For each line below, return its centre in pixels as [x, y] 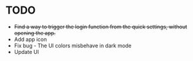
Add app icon [30, 39]
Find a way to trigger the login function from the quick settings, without [100, 27]
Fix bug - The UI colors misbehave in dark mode [73, 46]
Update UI [26, 52]
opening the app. [35, 33]
